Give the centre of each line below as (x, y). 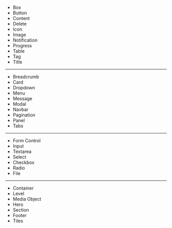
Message (22, 99)
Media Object (27, 199)
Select (19, 157)
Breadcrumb (26, 77)
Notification (25, 40)
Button (20, 13)
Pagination (24, 115)
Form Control (27, 140)
